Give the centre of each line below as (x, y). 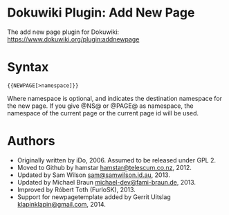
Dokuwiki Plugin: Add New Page (101, 13)
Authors (31, 141)
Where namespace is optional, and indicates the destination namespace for (115, 98)
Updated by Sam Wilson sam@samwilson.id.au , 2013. (94, 175)
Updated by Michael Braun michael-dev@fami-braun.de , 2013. (106, 182)
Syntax (28, 67)
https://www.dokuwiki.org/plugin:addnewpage (73, 39)
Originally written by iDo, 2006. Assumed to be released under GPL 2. (117, 160)
